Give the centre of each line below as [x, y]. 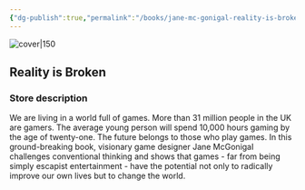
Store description [49, 98]
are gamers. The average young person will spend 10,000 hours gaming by [150, 127]
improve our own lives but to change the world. [98, 176]
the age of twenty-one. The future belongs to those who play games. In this [151, 137]
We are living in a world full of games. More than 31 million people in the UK [151, 118]
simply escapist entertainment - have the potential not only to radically [141, 166]
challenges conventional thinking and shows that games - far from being [145, 156]
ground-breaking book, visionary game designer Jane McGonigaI [132, 147]
